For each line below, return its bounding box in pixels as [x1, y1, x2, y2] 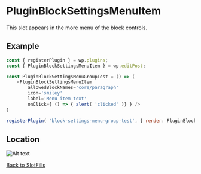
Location [6, 134, 40, 144]
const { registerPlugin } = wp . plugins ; [6, 57, 109, 63]
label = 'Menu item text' [28, 96, 87, 102]
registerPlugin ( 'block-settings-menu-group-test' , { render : [6, 118, 165, 124]
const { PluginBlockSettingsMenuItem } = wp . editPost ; [6, 63, 146, 69]
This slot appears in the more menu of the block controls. [6, 24, 148, 31]
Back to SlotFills [6, 161, 46, 169]
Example [6, 41, 39, 51]
